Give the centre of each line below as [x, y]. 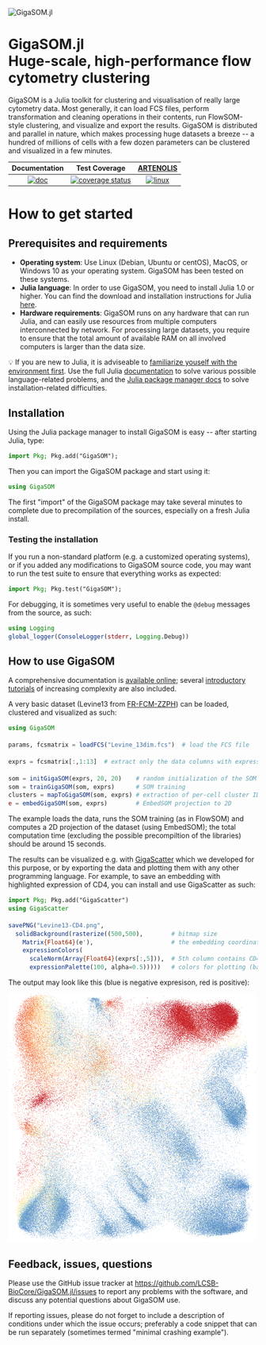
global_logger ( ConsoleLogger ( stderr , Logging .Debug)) [99, 636]
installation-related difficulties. [58, 388]
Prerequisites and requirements [88, 243]
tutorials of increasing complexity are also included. [92, 689]
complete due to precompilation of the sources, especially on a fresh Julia [129, 510]
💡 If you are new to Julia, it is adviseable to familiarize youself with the [123, 362]
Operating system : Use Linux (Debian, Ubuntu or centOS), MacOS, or [133, 263]
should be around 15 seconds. [57, 844]
